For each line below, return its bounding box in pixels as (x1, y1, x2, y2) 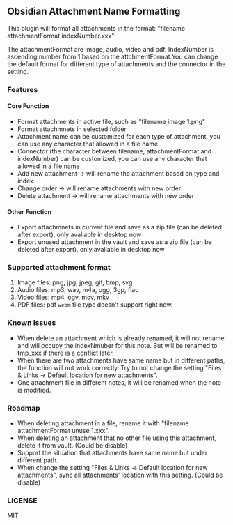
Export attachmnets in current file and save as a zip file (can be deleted (17, 223, 223, 231)
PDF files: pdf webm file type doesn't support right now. (17, 300, 173, 309)
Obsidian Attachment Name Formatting (7, 6, 181, 17)
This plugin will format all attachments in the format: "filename (7, 24, 186, 32)
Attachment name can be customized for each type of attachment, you (17, 132, 220, 140)
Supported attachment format (7, 263, 111, 273)
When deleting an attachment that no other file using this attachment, (17, 434, 217, 442)
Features (7, 84, 38, 94)
